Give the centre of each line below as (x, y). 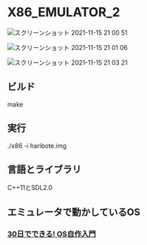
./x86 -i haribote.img (37, 146)
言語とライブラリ (44, 169)
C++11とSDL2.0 (30, 188)
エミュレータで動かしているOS (74, 212)
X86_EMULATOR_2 (64, 12)
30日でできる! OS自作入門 (52, 234)
